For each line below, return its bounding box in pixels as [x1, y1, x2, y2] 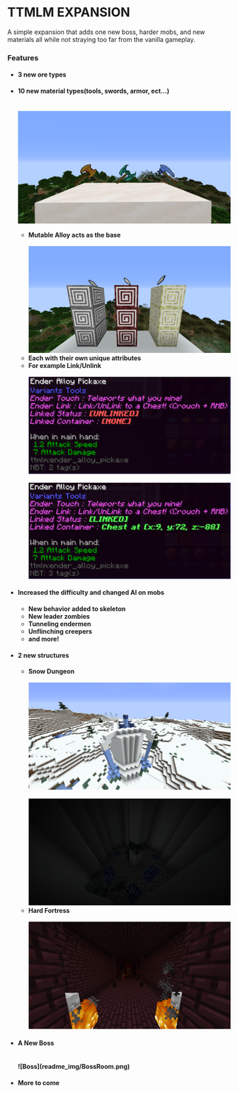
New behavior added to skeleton [28, 605, 126, 613]
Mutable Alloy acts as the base [28, 230, 121, 239]
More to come [17, 1078, 60, 1087]
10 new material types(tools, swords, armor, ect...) [17, 86, 170, 96]
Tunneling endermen [28, 620, 91, 628]
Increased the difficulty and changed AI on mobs [17, 588, 165, 597]
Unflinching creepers [28, 627, 93, 636]
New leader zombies [28, 612, 91, 621]
